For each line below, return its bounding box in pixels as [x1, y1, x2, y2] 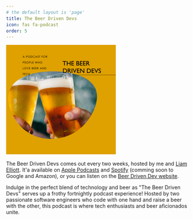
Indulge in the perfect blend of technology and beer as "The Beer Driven [6, 184, 181, 191]
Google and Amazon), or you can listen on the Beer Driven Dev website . [6, 173, 180, 180]
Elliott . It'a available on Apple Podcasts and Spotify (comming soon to [6, 166, 174, 173]
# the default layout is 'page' [6, 9, 85, 15]
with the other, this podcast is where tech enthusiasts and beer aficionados [6, 202, 187, 209]
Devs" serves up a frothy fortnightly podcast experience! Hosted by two [6, 190, 180, 197]
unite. [6, 209, 20, 216]
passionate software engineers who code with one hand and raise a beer [6, 196, 182, 204]
